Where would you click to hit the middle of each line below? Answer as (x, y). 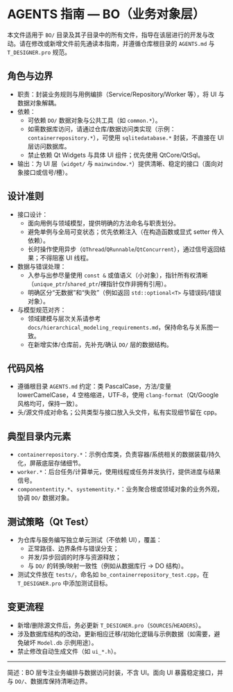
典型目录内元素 (39, 436)
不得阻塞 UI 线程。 (66, 258)
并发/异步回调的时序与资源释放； (74, 557)
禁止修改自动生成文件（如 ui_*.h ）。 (68, 651)
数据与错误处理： (42, 266)
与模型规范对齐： (42, 310)
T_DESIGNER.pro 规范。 (39, 52)
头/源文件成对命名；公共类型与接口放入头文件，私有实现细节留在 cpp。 (119, 412)
